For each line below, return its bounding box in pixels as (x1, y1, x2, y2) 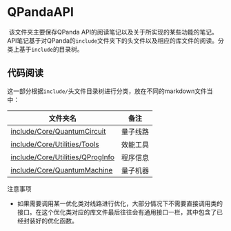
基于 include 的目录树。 (19, 45, 84, 53)
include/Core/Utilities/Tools (10, 139, 99, 149)
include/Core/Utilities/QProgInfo (10, 152, 115, 162)
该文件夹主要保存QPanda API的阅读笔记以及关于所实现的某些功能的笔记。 (8, 28, 219, 36)
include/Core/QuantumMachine (10, 165, 113, 174)
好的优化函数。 (35, 217, 78, 225)
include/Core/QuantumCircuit (10, 126, 106, 136)
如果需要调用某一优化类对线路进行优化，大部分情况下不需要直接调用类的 (17, 199, 223, 208)
